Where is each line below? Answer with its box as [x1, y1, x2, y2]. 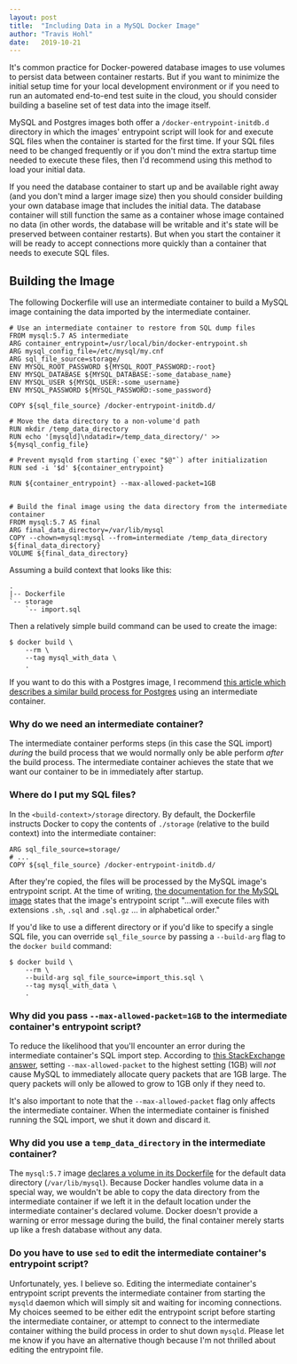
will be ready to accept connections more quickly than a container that [9, 238, 268, 249]
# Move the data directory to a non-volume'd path [9, 417, 200, 427]
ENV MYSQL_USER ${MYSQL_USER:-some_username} [9, 379, 180, 387]
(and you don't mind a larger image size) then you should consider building [9, 191, 284, 202]
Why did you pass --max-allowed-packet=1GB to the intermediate [9, 1009, 288, 1022]
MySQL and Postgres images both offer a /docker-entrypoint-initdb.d [9, 117, 270, 128]
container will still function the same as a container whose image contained [9, 210, 285, 220]
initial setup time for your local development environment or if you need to [9, 81, 279, 92]
